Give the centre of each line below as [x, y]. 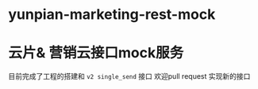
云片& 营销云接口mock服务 [96, 53]
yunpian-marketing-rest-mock [112, 15]
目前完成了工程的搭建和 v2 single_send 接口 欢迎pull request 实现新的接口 [129, 76]
